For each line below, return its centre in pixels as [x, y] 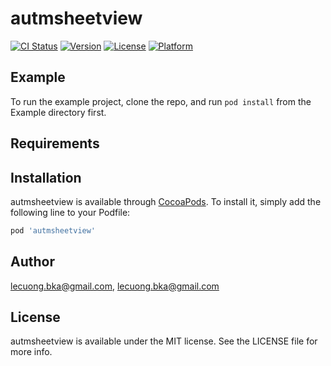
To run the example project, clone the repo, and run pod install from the [161, 101]
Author [32, 262]
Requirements [55, 143]
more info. [31, 352]
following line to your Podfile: [70, 212]
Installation [46, 177]
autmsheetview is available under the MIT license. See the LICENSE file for [164, 341]
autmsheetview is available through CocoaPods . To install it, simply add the [166, 201]
